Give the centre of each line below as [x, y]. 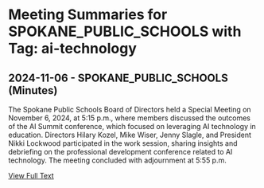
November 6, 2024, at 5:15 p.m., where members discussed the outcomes [129, 118]
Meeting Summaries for [88, 15]
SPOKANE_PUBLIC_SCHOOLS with [125, 31]
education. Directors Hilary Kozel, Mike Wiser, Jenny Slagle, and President [130, 135]
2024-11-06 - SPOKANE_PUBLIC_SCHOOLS [118, 78]
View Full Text [31, 176]
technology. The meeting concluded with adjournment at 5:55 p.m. [117, 160]
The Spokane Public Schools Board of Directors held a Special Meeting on [130, 110]
